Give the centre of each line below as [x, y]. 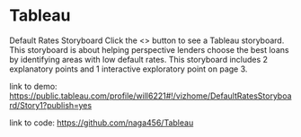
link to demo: [33, 86]
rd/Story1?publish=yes [51, 105]
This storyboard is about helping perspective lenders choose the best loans [149, 49]
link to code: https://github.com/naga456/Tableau [102, 123]
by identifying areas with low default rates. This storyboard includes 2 [138, 59]
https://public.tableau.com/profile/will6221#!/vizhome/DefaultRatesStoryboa [150, 96]
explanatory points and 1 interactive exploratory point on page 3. [128, 69]
